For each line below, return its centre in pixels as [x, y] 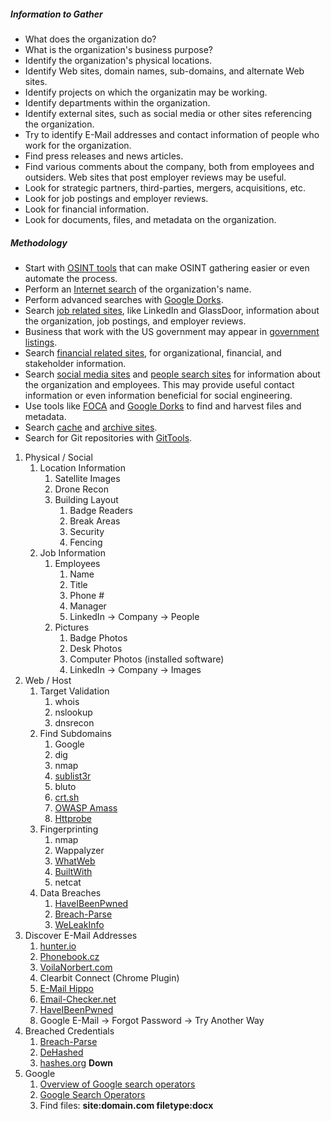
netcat [68, 882]
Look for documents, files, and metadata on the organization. [150, 219]
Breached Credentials [69, 1031]
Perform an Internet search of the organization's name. [138, 289]
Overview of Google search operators [117, 1084]
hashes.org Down [76, 1062]
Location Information [82, 467]
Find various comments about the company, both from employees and [169, 166]
